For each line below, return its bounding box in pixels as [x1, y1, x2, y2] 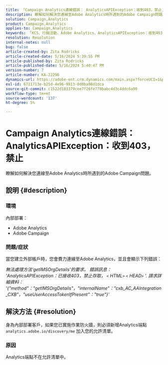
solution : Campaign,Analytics [5, 16, 69, 21]
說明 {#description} [5, 186, 68, 195]
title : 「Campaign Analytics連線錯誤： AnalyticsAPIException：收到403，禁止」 [5, 7, 166, 12]
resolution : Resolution [5, 35, 55, 40]
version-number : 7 [5, 68, 44, 73]
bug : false [5, 44, 28, 49]
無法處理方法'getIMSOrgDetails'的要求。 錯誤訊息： [5, 266, 112, 272]
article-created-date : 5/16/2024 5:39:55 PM [5, 53, 100, 59]
